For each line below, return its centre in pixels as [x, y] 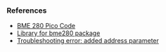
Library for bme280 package [58, 33]
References [27, 11]
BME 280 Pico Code [46, 26]
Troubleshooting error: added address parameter [88, 41]
